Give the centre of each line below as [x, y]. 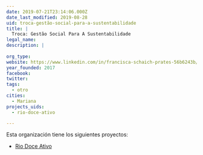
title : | [17, 29]
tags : [13, 85]
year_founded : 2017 [31, 68]
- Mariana [24, 101]
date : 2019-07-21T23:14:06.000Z [47, 12]
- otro [20, 90]
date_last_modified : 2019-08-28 [47, 17]
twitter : [17, 79]
